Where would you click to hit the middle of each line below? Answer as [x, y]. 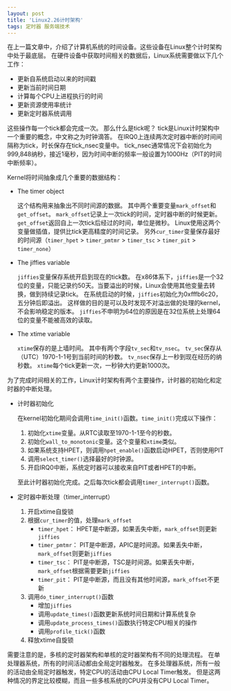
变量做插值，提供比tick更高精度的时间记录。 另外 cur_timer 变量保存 [112, 232]
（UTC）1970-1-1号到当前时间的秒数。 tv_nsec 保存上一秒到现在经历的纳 [120, 357]
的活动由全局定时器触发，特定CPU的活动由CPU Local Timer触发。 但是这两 [114, 672]
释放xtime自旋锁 [50, 640]
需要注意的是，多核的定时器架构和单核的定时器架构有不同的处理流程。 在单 [114, 655]
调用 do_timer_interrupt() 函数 [70, 597]
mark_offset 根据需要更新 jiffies [84, 571]
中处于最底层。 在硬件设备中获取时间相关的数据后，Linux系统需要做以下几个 [115, 55]
